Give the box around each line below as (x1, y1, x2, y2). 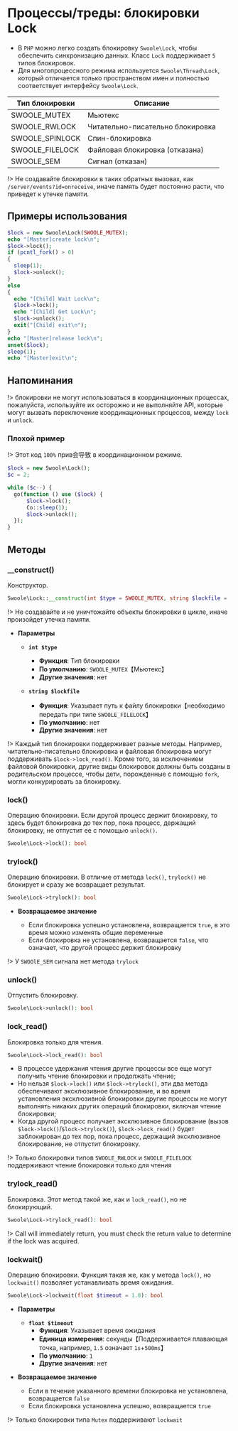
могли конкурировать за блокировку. (7, 777, 121, 786)
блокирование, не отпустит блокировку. (17, 1140, 141, 1148)
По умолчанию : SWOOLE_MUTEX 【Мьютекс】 (38, 664, 168, 673)
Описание (134, 98, 171, 108)
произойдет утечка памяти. (7, 615, 91, 623)
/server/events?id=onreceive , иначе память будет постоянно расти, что (7, 182, 225, 190)
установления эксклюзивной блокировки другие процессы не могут (17, 1094, 227, 1103)
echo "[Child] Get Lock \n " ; (13, 308, 97, 315)
